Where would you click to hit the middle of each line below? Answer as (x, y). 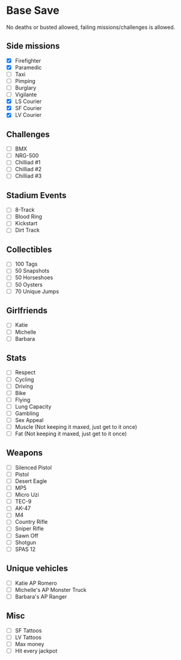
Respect (25, 372)
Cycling (24, 379)
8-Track (25, 210)
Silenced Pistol (33, 467)
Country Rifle (31, 522)
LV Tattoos (28, 637)
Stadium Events (36, 195)
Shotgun (26, 542)
